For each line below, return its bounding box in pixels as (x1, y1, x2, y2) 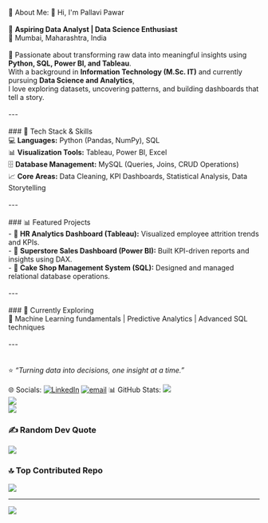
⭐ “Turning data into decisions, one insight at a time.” (8, 365, 185, 375)
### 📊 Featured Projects (8, 218, 91, 227)
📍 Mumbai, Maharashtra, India (8, 33, 108, 42)
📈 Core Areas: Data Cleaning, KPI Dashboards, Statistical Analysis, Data (8, 172, 248, 181)
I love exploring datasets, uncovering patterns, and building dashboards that (8, 84, 259, 94)
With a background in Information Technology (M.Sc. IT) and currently (8, 67, 243, 76)
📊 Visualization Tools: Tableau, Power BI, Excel (8, 148, 167, 157)
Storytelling (8, 183, 46, 192)
